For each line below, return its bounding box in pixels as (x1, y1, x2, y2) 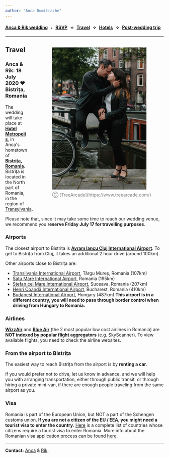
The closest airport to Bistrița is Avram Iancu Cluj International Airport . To (5, 245, 160, 251)
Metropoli (5, 130, 26, 136)
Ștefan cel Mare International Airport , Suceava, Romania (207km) (12, 281, 148, 287)
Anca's (5, 142, 20, 148)
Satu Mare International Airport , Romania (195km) (12, 276, 115, 282)
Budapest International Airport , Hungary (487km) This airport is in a (12, 291, 154, 298)
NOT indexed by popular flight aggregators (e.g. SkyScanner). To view (5, 332, 154, 338)
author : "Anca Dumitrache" (5, 8, 62, 13)
